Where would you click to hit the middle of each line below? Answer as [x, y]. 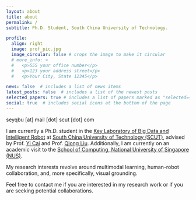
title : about [22, 17]
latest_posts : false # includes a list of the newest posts [82, 92]
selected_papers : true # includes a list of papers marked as [83, 98]
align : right [27, 44]
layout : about [23, 11]
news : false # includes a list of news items [64, 87]
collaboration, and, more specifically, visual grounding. [72, 173]
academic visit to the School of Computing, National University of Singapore [98, 149]
